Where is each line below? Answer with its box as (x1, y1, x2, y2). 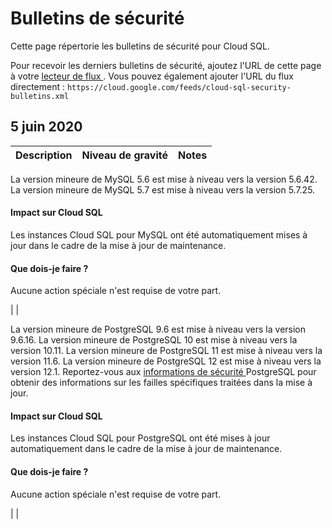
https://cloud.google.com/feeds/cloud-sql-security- (66, 82, 292, 92)
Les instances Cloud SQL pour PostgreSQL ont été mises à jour (10, 432, 271, 444)
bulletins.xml (10, 91, 70, 101)
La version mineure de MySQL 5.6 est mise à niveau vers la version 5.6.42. (10, 173, 318, 185)
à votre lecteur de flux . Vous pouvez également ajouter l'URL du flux (10, 70, 294, 82)
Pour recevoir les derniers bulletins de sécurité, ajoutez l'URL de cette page (10, 59, 322, 71)
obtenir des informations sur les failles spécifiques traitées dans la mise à (10, 377, 313, 389)
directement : (10, 80, 66, 92)
